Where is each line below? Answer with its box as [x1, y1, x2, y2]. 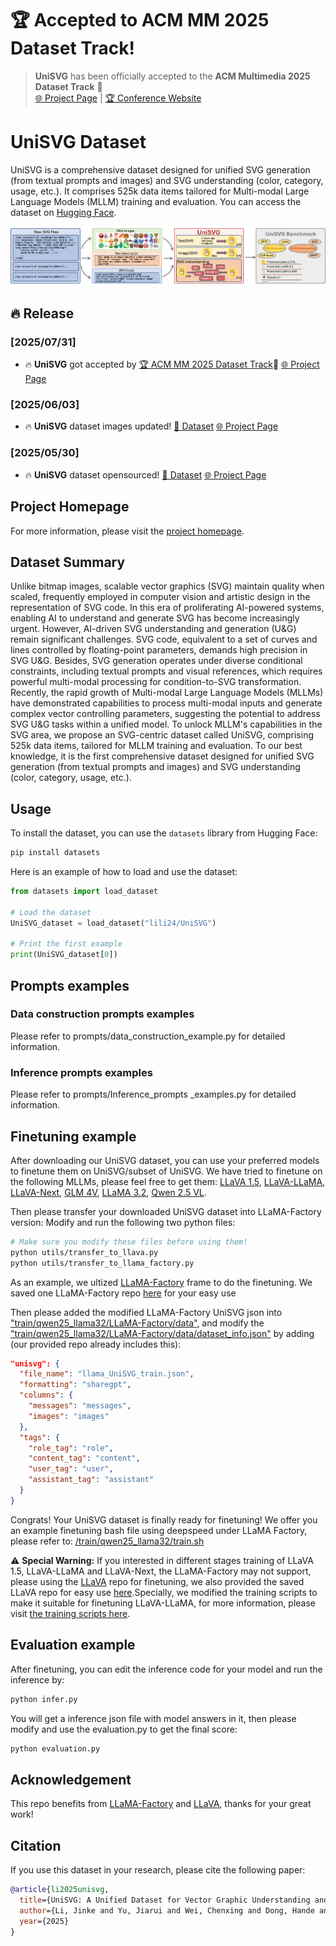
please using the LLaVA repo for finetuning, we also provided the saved [10, 1575, 305, 1587]
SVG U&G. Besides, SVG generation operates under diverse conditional [10, 655, 303, 667]
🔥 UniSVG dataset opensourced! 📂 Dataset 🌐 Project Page [24, 468, 267, 481]
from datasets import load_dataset [10, 887, 159, 897]
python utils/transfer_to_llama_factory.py [10, 1258, 195, 1268]
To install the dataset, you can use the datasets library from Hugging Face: [10, 827, 318, 839]
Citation [10, 1837, 62, 1854]
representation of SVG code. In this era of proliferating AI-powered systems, [10, 602, 325, 614]
